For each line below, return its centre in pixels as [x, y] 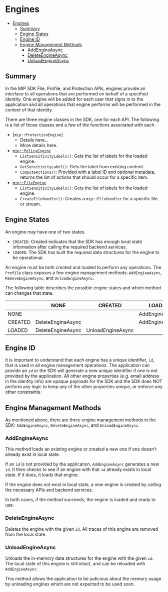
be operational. [28, 258]
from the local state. [26, 534]
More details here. [38, 145]
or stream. [30, 204]
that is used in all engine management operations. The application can [77, 366]
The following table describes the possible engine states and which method [83, 288]
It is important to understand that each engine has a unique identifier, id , [80, 360]
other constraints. [23, 392]
